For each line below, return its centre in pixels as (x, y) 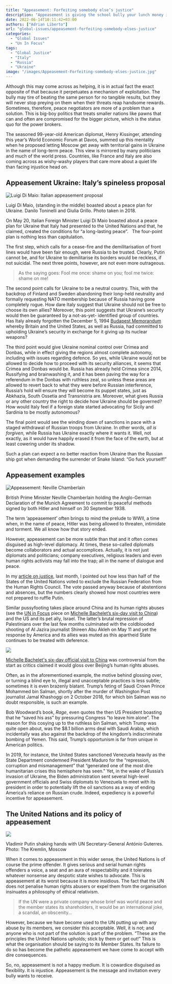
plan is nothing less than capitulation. (45, 237)
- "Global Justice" (31, 53)
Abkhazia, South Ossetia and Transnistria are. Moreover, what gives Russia (84, 396)
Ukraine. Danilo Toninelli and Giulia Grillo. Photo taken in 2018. (71, 211)
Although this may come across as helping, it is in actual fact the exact (80, 86)
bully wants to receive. (30, 976)
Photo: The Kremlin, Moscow (36, 850)
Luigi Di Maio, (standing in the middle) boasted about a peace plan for (79, 205)
